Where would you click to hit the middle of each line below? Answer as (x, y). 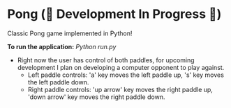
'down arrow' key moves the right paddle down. (96, 97)
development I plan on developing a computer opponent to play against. (121, 67)
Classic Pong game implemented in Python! (70, 33)
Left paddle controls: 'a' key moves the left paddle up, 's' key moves (126, 75)
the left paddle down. (58, 82)
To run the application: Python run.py (62, 46)
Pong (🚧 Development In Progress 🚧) (114, 14)
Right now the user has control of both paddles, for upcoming (106, 60)
